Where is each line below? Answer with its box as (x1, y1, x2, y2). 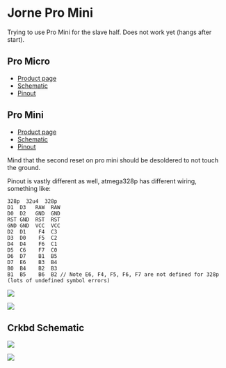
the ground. (7, 163, 41, 171)
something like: (7, 184, 51, 192)
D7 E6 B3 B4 (7, 259, 58, 266)
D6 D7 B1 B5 (7, 252, 58, 259)
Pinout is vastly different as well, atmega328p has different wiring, (7, 176, 197, 185)
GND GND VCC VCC (7, 222, 60, 229)
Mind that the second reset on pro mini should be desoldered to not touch (7, 155, 219, 164)
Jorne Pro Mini (7, 5, 94, 21)
